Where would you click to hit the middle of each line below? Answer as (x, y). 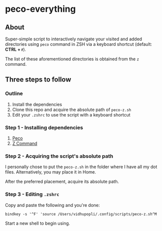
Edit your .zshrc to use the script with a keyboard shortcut (71, 115)
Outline (14, 93)
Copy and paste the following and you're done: (53, 205)
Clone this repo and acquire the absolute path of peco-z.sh (72, 110)
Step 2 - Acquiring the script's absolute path (59, 156)
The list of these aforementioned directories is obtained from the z (72, 59)
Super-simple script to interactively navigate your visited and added (74, 39)
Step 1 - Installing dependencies (44, 127)
